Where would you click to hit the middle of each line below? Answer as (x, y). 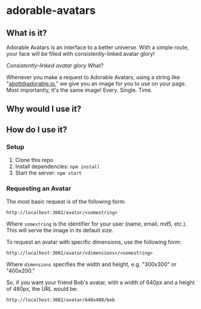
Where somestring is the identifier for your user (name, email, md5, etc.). (97, 224)
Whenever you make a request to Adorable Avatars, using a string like (93, 77)
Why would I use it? (44, 109)
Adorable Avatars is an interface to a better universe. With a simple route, (98, 47)
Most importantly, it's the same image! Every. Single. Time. (79, 90)
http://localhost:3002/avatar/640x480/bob (61, 300)
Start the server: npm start (48, 173)
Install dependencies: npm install (57, 166)
